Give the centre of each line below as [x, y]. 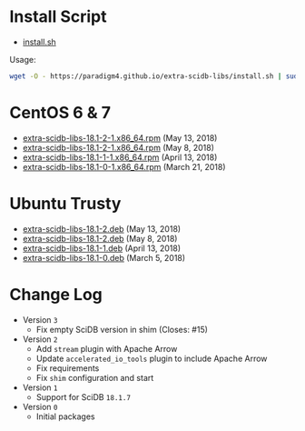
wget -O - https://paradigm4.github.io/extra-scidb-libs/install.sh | [146, 76]
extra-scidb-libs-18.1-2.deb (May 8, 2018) [100, 238]
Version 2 [40, 339]
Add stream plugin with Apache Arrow [107, 348]
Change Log [56, 294]
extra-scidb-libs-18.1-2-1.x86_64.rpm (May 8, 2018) [118, 147]
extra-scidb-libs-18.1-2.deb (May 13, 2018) [102, 228]
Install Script [58, 17]
